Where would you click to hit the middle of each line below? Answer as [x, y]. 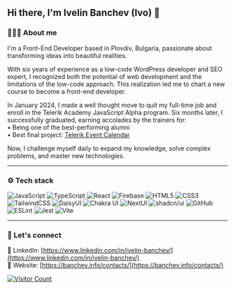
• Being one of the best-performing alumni [69, 127]
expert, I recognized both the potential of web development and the [105, 76]
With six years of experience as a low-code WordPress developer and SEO [115, 69]
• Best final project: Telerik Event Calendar [69, 134]
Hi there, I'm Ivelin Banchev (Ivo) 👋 [84, 13]
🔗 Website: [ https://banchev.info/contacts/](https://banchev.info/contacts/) [115, 265]
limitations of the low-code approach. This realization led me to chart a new [116, 84]
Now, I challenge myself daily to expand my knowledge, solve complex [109, 148]
